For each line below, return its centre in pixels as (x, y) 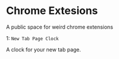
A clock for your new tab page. (44, 49)
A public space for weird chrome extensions (60, 27)
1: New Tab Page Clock (32, 38)
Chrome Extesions (52, 11)
